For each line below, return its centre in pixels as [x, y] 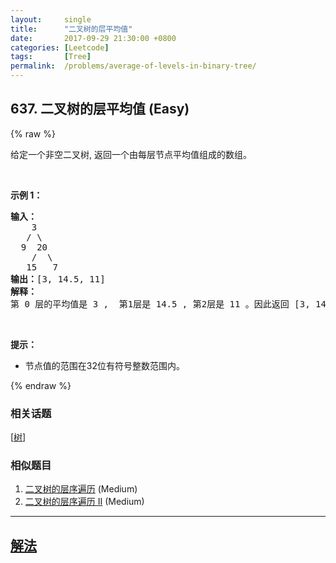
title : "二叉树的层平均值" [71, 29]
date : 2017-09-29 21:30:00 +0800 [93, 38]
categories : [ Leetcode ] [60, 47]
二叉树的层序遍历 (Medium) [81, 489]
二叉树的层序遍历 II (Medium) [84, 502]
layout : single [51, 19]
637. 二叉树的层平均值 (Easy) [100, 109]
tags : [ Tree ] [51, 57]
